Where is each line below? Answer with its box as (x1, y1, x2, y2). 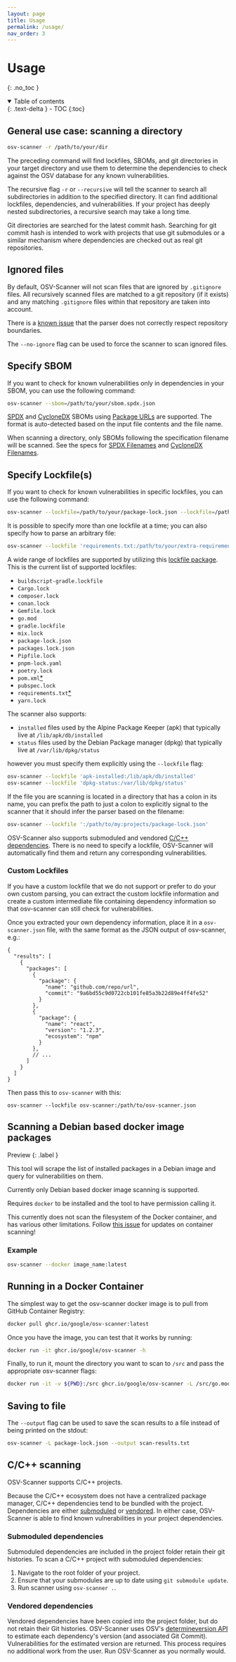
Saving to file (7, 1400, 66, 1412)
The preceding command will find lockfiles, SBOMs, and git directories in (7, 156, 218, 165)
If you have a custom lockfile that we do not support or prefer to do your (7, 882, 216, 890)
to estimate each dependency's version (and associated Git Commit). (7, 1632, 208, 1640)
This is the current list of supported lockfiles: (7, 562, 137, 571)
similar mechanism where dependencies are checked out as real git (7, 236, 203, 244)
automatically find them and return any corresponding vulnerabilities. (7, 849, 207, 857)
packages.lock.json (17, 645, 75, 652)
